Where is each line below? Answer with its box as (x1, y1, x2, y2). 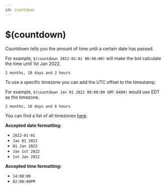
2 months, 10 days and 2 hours (5, 70, 71, 75)
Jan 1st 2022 (12, 149, 40, 154)
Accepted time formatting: (5, 163, 62, 169)
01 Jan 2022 (12, 143, 38, 148)
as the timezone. (5, 94, 40, 100)
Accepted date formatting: (5, 122, 62, 128)
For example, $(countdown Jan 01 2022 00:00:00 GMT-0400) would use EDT (5, 89, 160, 95)
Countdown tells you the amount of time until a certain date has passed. (5, 46, 154, 52)
